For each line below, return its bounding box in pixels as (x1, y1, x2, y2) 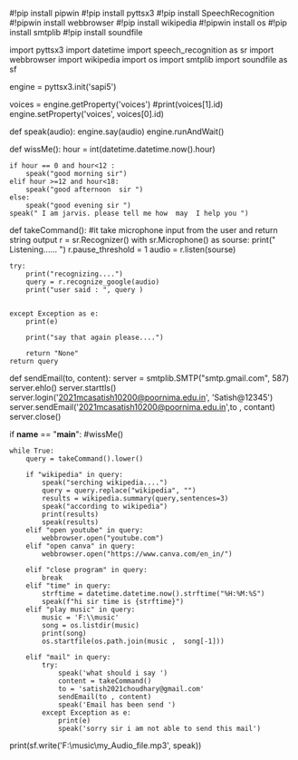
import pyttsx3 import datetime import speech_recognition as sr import (9, 44, 274, 55)
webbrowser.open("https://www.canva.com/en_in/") (42, 550, 233, 559)
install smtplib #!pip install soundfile (9, 27, 143, 37)
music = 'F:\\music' (42, 613, 120, 622)
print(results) (42, 510, 100, 519)
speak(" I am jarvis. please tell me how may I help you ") (9, 209, 249, 218)
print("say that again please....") (25, 333, 165, 342)
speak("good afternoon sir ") (25, 185, 144, 194)
